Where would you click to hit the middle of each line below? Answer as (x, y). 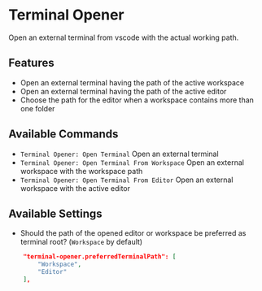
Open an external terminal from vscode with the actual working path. (124, 37)
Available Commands (63, 135)
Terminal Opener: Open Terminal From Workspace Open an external (132, 162)
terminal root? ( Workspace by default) (81, 242)
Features (31, 63)
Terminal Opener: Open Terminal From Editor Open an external (127, 180)
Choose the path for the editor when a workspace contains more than (137, 100)
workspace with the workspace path (81, 171)
